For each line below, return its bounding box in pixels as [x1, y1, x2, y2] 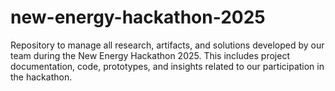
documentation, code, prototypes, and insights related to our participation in [10, 60, 325, 72]
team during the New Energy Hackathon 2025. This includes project [10, 49, 290, 61]
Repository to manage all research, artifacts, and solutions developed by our [10, 39, 325, 51]
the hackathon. [10, 71, 73, 83]
